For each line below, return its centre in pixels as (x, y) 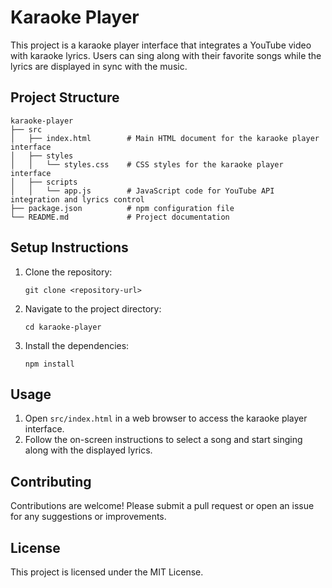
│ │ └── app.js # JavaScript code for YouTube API (142, 191)
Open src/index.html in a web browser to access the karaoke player (166, 418)
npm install (49, 364)
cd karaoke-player (63, 327)
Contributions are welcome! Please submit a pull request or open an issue (162, 506)
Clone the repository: (68, 272)
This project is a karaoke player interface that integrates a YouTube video (161, 45)
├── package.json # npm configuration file (122, 208)
